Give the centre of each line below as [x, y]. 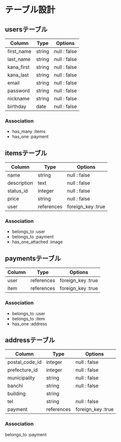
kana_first [19, 67]
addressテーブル [30, 340]
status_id [18, 191]
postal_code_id [25, 362]
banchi [15, 386]
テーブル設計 [30, 10]
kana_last [18, 75]
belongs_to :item [28, 319]
